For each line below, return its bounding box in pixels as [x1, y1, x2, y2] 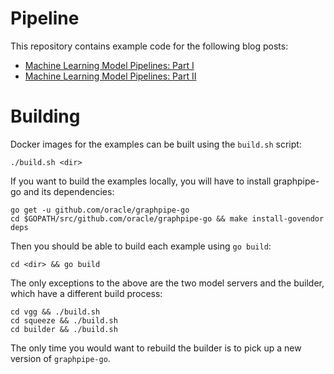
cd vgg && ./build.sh [10, 307, 101, 317]
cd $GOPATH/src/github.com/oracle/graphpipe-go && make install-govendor [10, 213, 325, 224]
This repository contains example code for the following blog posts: [10, 40, 289, 52]
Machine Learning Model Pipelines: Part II [24, 70, 197, 82]
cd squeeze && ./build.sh [10, 315, 118, 326]
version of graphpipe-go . [10, 352, 111, 364]
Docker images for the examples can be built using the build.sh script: [10, 138, 302, 150]
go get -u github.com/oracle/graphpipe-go [10, 205, 190, 215]
